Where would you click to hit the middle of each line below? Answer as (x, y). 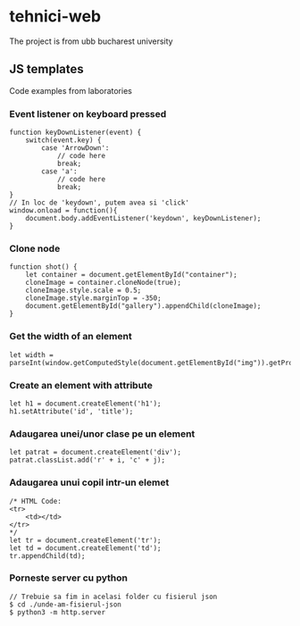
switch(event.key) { (63, 140)
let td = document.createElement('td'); (86, 548)
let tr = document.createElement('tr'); (86, 540)
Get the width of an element (71, 337)
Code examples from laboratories (71, 90)
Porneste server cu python (68, 578)
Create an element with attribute (81, 385)
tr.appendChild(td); (48, 555)
